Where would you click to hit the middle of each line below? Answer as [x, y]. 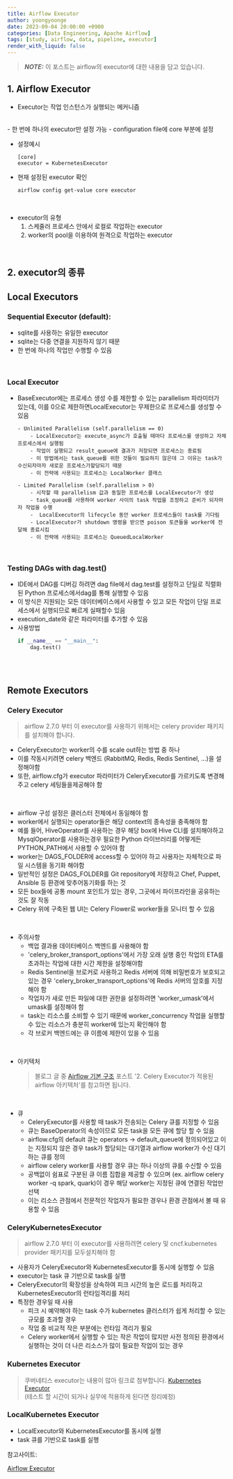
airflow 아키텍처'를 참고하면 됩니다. [82, 1084]
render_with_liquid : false [46, 46]
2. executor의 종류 [46, 273]
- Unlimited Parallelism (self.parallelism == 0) [91, 429]
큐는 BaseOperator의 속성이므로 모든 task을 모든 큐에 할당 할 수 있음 [121, 1130]
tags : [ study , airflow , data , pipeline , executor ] [82, 40]
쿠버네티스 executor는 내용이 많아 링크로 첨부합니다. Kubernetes [113, 1380]
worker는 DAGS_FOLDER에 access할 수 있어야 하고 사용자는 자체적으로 [115, 856]
